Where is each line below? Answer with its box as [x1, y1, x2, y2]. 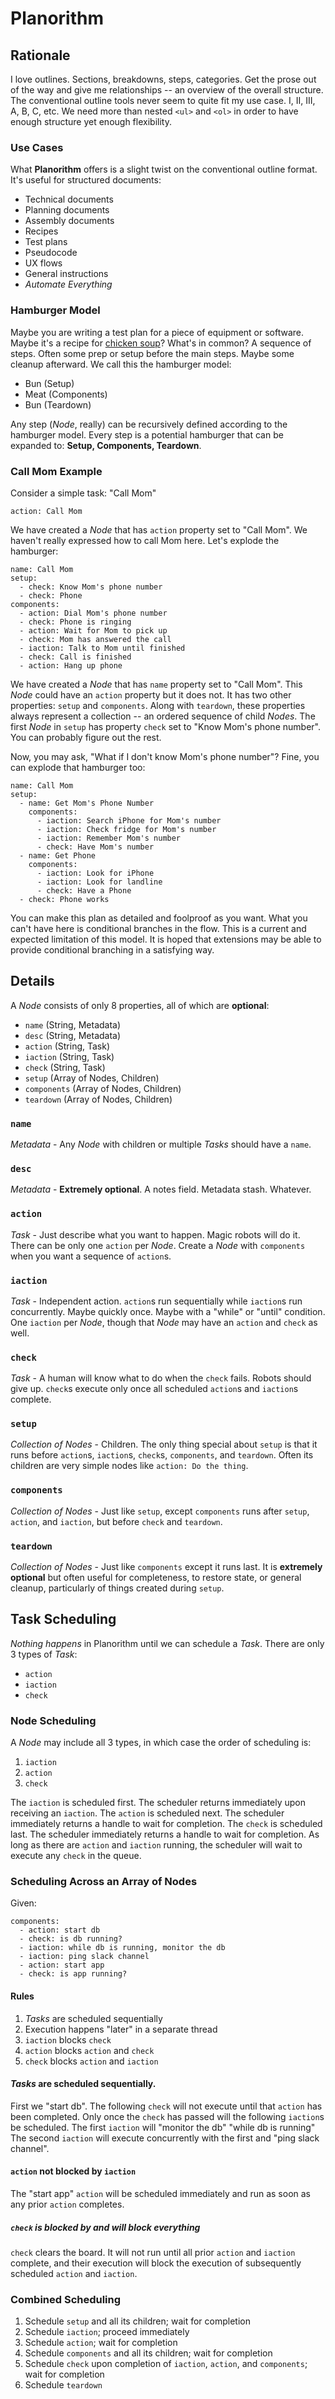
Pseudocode [24, 247, 78, 259]
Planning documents [24, 204, 110, 216]
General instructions [24, 268, 109, 280]
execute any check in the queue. [10, 1850, 142, 1862]
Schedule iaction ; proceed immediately [24, 2326, 190, 2338]
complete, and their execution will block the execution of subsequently [10, 2257, 302, 2269]
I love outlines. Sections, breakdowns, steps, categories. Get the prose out [10, 73, 317, 85]
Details [10, 973, 55, 990]
